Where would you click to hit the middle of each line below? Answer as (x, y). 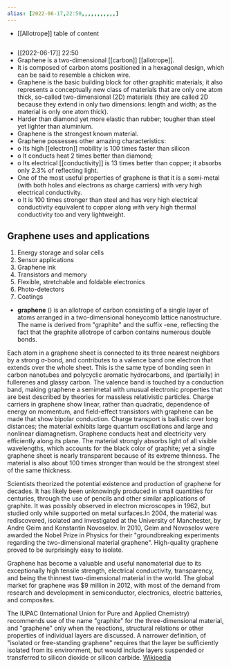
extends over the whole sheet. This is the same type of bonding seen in (109, 368)
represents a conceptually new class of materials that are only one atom (120, 89)
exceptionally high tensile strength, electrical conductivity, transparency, (111, 570)
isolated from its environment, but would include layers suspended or (106, 650)
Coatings (30, 297)
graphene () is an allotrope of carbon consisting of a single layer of (113, 310)
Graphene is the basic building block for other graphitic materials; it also (120, 82)
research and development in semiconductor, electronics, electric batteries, (115, 593)
